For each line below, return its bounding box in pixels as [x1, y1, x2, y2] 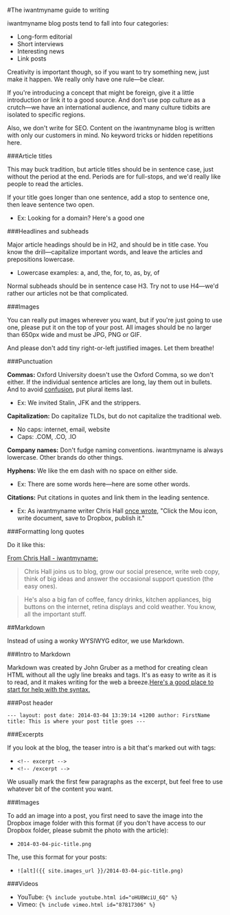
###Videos [7, 880, 39, 887]
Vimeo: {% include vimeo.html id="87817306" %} [16, 901, 156, 908]
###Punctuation [7, 358, 53, 365]
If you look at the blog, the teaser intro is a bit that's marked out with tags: [7, 743, 216, 752]
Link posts [16, 54, 47, 63]
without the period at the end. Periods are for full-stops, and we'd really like [7, 172, 221, 181]
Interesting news [16, 48, 65, 55]
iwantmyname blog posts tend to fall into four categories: [7, 19, 169, 27]
